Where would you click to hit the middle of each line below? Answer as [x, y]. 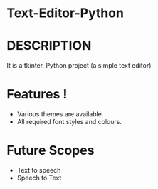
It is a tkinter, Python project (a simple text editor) [79, 66]
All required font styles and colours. [69, 122]
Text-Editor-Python [65, 13]
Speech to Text [39, 178]
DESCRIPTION [49, 46]
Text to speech [39, 170]
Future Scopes [51, 150]
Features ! [37, 94]
